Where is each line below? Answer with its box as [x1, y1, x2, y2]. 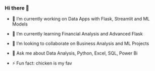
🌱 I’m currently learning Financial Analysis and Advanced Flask [12, 31, 143, 37]
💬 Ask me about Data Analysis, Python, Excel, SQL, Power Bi [12, 50, 138, 56]
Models [12, 21, 28, 27]
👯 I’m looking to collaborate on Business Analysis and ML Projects [12, 40, 149, 46]
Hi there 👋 [5, 4, 30, 11]
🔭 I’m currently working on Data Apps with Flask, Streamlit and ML [12, 16, 150, 22]
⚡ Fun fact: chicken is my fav [12, 60, 72, 66]
